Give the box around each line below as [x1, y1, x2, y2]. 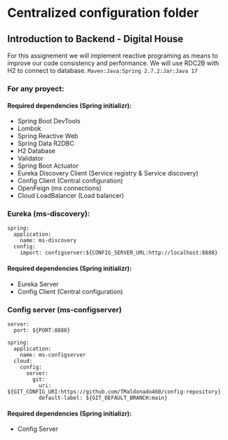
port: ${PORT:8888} [13, 326, 71, 334]
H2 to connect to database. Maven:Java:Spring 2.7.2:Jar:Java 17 [7, 67, 198, 74]
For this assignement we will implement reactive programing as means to [7, 51, 219, 60]
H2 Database [17, 147, 56, 155]
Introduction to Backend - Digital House [7, 33, 184, 45]
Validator [17, 154, 43, 163]
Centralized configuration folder [7, 5, 199, 21]
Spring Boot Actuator [17, 161, 79, 170]
